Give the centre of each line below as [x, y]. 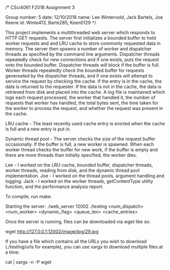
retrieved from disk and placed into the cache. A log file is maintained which [85, 92]
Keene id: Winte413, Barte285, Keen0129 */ [51, 23]
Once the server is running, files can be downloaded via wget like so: [78, 222]
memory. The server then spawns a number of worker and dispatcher [79, 49]
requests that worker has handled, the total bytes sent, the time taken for [82, 103]
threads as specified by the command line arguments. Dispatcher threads [82, 54]
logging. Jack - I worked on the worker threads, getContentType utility [79, 181]
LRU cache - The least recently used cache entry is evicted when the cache [85, 124]
